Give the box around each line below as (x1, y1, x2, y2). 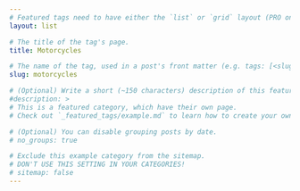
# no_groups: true (9, 136, 78, 145)
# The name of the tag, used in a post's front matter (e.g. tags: (9, 62, 266, 71)
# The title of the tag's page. (9, 37, 129, 46)
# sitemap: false (9, 169, 74, 178)
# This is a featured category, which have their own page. (9, 103, 238, 112)
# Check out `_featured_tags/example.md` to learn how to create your (9, 111, 278, 120)
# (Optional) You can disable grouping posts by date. (9, 127, 218, 137)
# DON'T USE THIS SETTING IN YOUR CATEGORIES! (9, 160, 186, 170)
